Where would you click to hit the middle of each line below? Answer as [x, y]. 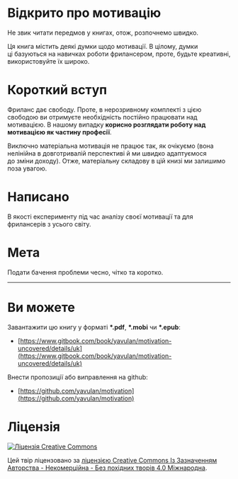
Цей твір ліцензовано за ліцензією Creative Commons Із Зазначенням [112, 460]
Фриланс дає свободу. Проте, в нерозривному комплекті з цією [104, 109]
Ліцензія [34, 427]
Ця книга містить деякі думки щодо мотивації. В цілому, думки [103, 46]
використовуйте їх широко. [49, 61]
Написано [38, 197]
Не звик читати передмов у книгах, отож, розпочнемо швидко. [103, 33]
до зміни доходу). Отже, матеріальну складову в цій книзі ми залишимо [117, 161]
